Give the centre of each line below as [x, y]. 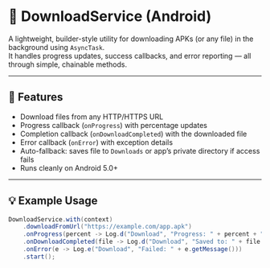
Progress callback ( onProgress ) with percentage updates [113, 125]
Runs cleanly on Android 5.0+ [69, 167]
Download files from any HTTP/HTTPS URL [92, 117]
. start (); [39, 257]
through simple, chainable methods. [67, 64]
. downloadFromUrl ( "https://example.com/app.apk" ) [108, 227]
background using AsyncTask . [57, 47]
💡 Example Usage [53, 201]
